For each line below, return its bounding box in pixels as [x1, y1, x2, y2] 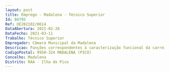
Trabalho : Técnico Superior [5, 36, 65, 41]
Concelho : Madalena [5, 54, 47, 60]
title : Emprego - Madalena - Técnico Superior [5, 12, 105, 17]
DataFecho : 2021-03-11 [5, 31, 53, 36]
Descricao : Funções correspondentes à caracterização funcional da [5, 45, 151, 50]
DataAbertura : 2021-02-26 [5, 26, 60, 31]
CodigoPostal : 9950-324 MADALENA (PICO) [5, 50, 92, 55]
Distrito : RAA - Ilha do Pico [5, 59, 69, 64]
